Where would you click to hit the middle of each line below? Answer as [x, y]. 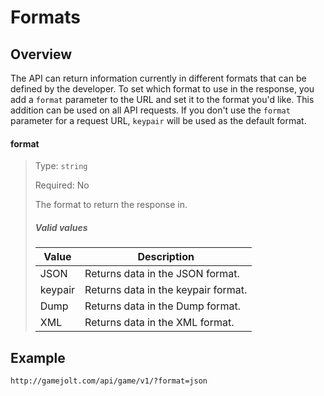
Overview [41, 54]
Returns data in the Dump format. [162, 306]
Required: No [62, 185]
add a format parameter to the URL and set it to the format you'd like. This [162, 99]
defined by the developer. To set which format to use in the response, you [162, 89]
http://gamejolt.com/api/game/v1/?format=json [109, 381]
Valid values [61, 227]
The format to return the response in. [111, 205]
